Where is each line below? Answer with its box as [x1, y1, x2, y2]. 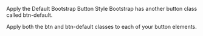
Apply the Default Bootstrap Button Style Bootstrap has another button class [6, 5, 198, 12]
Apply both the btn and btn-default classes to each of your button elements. [6, 23, 198, 30]
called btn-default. [6, 11, 53, 19]
